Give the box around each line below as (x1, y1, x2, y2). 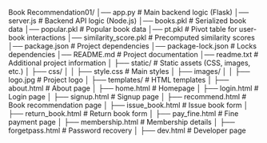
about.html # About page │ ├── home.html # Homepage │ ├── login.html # (8, 83, 259, 93)
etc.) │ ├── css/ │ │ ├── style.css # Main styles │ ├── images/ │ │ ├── (8, 67, 250, 75)
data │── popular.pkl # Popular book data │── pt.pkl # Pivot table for (8, 25, 237, 33)
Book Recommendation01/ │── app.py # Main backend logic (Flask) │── (8, 8, 249, 17)
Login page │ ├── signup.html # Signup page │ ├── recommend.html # (8, 92, 247, 101)
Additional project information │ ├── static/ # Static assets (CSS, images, (8, 58, 251, 68)
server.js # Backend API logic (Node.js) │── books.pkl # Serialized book (8, 16, 246, 25)
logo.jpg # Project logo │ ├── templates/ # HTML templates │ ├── (8, 75, 229, 84)
